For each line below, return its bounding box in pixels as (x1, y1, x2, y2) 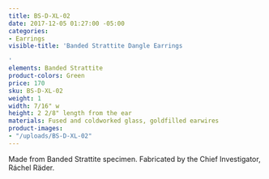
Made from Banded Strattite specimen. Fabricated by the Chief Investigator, (8, 154, 261, 164)
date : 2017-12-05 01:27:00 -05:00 (8, 19, 126, 28)
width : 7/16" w (8, 102, 60, 110)
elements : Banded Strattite (8, 64, 104, 73)
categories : (8, 27, 49, 35)
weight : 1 (8, 94, 42, 102)
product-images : (8, 125, 63, 133)
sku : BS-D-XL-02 (8, 87, 63, 95)
